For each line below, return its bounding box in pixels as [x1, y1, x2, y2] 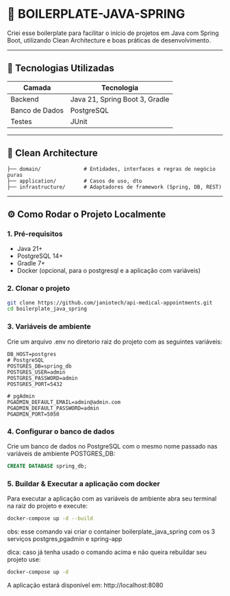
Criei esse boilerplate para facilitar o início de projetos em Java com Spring [7, 29, 219, 37]
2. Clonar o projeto [7, 284, 71, 294]
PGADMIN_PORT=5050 [7, 411, 60, 418]
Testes [10, 117, 32, 126]
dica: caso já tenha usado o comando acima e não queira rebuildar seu [7, 548, 207, 556]
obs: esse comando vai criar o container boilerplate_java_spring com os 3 [7, 527, 216, 536]
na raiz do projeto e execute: [7, 502, 88, 510]
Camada [23, 82, 51, 92]
